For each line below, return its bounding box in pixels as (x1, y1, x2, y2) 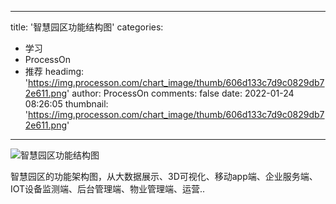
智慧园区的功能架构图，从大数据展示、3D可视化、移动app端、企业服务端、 (10, 171, 318, 182)
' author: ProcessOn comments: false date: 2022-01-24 (66, 87, 295, 99)
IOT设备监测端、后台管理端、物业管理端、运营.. (10, 183, 206, 195)
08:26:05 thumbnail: (24, 98, 109, 110)
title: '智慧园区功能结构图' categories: (10, 21, 164, 33)
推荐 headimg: (24, 66, 85, 77)
